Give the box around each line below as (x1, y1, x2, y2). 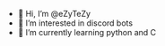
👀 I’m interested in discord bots (17, 18, 133, 28)
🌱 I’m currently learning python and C (17, 27, 157, 37)
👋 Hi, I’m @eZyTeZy (17, 9, 91, 19)
